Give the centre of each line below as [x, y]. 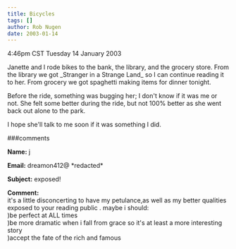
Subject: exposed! [34, 179]
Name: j [19, 152]
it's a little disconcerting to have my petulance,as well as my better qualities [117, 200]
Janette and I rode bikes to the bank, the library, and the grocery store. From [118, 67]
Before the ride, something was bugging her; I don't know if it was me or [112, 96]
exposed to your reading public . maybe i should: [78, 208]
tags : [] [20, 20]
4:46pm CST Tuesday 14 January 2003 [64, 54]
